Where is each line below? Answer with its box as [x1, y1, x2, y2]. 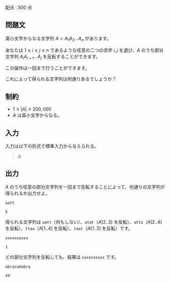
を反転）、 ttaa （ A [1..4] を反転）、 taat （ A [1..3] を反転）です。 [5, 225, 133, 231]
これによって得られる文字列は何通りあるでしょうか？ [5, 76, 117, 82]
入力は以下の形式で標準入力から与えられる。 [5, 143, 99, 149]
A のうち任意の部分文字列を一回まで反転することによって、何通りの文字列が [5, 184, 165, 190]
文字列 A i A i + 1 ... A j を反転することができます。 [5, 53, 101, 61]
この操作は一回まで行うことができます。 [5, 65, 90, 71]
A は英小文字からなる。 [12, 112, 62, 118]
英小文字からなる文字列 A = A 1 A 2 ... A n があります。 [5, 35, 111, 42]
